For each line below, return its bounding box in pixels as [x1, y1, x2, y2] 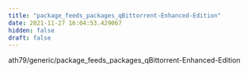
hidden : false [8, 26, 55, 34]
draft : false [8, 33, 52, 42]
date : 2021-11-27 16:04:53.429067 [8, 19, 123, 27]
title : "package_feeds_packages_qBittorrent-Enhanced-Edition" [8, 11, 222, 20]
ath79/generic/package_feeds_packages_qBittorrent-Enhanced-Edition [8, 56, 241, 65]
